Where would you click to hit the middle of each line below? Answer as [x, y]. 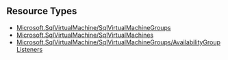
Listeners [29, 49]
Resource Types [42, 11]
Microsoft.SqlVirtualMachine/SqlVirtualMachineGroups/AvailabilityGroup [118, 42]
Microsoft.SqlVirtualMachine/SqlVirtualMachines [85, 35]
